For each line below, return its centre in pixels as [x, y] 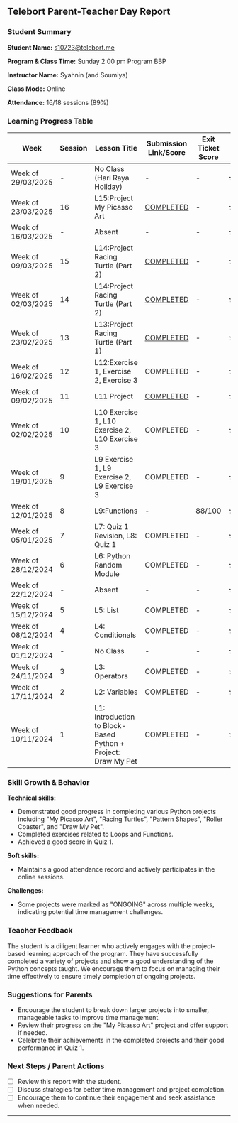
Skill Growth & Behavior [49, 782]
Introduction [115, 717]
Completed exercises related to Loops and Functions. [95, 835]
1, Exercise [113, 371]
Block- [114, 725]
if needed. [33, 1032]
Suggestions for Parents [50, 994]
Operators [112, 676]
